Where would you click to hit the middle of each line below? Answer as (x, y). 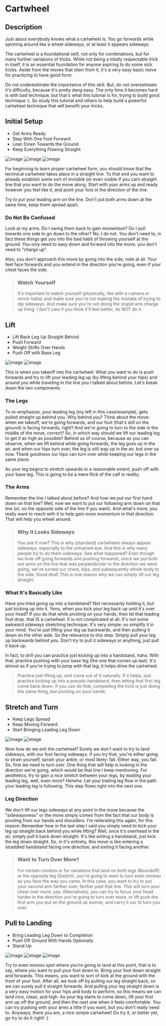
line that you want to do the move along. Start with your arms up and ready (82, 184)
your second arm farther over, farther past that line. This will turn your (88, 886)
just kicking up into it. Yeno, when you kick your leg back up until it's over (80, 609)
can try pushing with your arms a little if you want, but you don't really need (82, 1007)
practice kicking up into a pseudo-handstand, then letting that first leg (89, 681)
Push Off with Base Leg (36, 353)
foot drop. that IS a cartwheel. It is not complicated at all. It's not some (77, 619)
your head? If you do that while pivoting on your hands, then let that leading (82, 614)
